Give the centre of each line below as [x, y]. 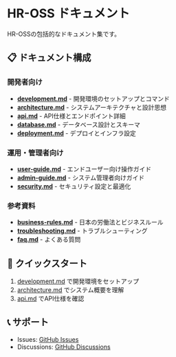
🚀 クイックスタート [47, 263]
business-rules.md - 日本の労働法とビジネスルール [90, 222]
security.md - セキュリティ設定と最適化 [74, 186]
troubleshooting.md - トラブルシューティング [82, 231]
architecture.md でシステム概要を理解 [70, 290]
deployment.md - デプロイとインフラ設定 [76, 133]
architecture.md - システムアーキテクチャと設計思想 [92, 107]
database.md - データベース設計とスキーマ [79, 124]
